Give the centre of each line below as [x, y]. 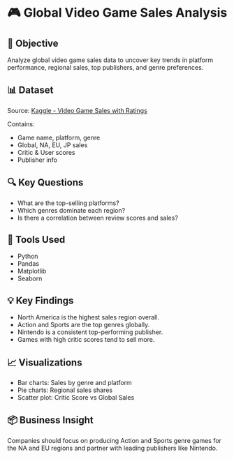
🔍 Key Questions [45, 182]
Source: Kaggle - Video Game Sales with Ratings [78, 110]
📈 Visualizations [45, 362]
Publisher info [37, 160]
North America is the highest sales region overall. [88, 317]
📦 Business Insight [51, 420]
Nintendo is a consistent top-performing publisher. [90, 332]
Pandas [28, 264]
